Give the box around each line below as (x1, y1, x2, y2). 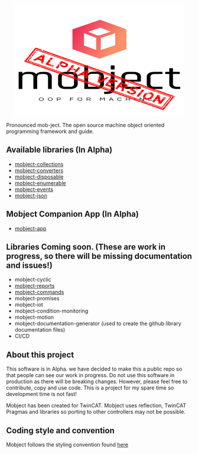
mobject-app (14, 225, 47, 232)
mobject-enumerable (14, 179, 66, 186)
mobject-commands (14, 288, 64, 296)
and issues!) (6, 261, 53, 271)
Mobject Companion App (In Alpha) (6, 209, 139, 219)
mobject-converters (14, 167, 64, 174)
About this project (6, 349, 74, 359)
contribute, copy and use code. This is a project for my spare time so (6, 384, 174, 391)
